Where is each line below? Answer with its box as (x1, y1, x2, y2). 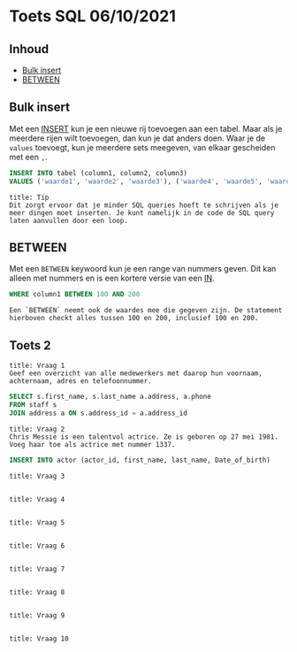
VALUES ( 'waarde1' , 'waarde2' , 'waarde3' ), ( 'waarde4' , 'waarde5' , (9, 177, 263, 186)
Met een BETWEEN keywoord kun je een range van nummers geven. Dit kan (9, 264, 277, 274)
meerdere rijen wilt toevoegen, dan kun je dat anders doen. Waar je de (9, 133, 266, 143)
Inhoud (9, 42, 49, 57)
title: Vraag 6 (9, 541, 65, 550)
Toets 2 (9, 338, 51, 353)
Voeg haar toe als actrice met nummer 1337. (9, 440, 176, 449)
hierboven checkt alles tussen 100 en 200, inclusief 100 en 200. (9, 314, 259, 323)
